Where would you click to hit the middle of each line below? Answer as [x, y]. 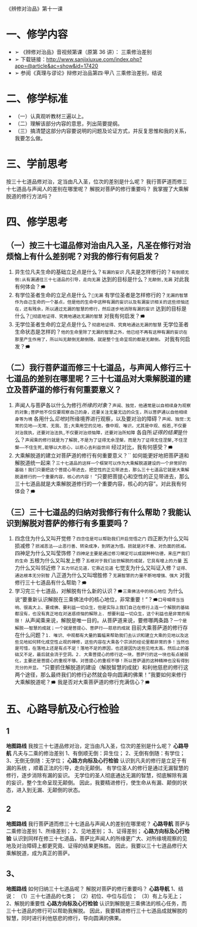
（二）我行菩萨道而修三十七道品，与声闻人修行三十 [98, 368]
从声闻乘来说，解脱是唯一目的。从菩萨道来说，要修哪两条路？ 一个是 [106, 620]
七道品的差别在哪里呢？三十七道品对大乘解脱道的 [95, 379]
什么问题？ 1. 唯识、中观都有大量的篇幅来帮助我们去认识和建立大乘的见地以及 [102, 635]
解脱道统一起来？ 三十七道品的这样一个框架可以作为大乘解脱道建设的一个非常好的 [101, 462]
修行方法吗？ [37, 196]
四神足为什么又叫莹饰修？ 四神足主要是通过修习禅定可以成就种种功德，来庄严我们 [102, 553]
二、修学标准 [37, 99]
